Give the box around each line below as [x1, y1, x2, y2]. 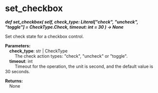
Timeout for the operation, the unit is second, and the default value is [14, 63, 153, 69]
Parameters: [5, 43, 31, 48]
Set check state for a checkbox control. [5, 33, 84, 39]
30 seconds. [5, 68, 30, 74]
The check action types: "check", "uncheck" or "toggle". [14, 53, 128, 59]
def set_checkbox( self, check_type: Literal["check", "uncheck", [5, 19, 139, 25]
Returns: [5, 78, 23, 84]
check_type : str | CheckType [9, 48, 68, 54]
